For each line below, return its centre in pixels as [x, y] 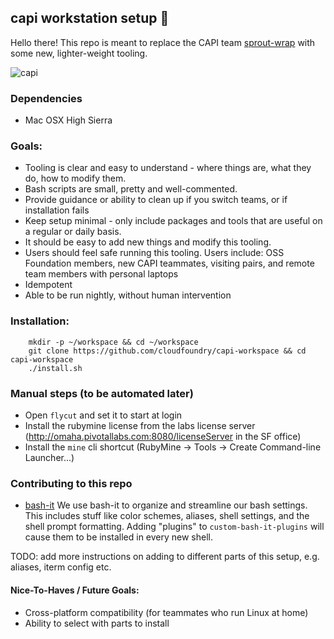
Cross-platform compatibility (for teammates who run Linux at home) [166, 612]
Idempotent [48, 285]
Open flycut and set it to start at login [103, 415]
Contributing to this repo [71, 483]
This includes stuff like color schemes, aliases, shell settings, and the [167, 516]
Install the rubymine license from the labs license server [140, 425]
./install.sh [55, 368]
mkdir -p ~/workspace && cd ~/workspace [113, 342]
